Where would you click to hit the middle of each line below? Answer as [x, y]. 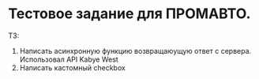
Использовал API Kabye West [69, 59]
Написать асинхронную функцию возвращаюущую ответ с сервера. [135, 51]
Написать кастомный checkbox [73, 67]
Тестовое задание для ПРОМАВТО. [129, 14]
